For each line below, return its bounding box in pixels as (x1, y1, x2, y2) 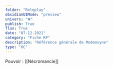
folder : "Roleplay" (5, 7, 46, 12)
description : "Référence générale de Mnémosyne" (5, 40, 108, 45)
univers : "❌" (5, 16, 33, 21)
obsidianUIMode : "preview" (5, 12, 61, 17)
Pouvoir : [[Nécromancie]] (5, 58, 59, 64)
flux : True (5, 26, 28, 31)
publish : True (5, 21, 35, 26)
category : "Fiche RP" (5, 35, 50, 40)
